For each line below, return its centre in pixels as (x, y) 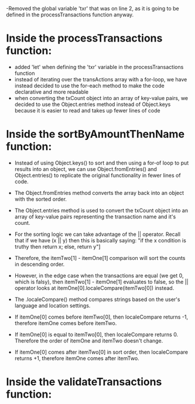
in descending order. (40, 264)
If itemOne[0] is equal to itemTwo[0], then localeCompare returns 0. (96, 334)
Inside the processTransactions (84, 38)
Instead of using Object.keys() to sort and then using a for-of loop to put (102, 163)
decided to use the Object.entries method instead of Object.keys (93, 104)
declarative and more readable (52, 92)
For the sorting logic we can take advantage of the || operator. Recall (97, 234)
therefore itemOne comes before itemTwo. (66, 323)
